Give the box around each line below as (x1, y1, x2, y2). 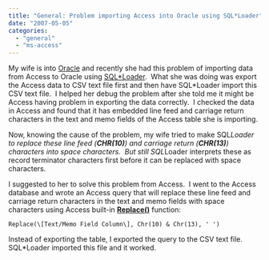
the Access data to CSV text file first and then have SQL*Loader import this (8, 81, 258, 90)
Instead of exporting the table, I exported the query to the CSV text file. (8, 234, 243, 244)
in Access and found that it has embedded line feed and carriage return (8, 106, 244, 116)
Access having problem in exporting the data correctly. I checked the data (8, 98, 255, 107)
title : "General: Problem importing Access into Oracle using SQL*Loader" (8, 11, 263, 20)
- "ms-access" (15, 42, 62, 50)
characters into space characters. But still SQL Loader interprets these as (8, 147, 252, 157)
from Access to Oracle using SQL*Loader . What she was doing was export (8, 72, 258, 82)
